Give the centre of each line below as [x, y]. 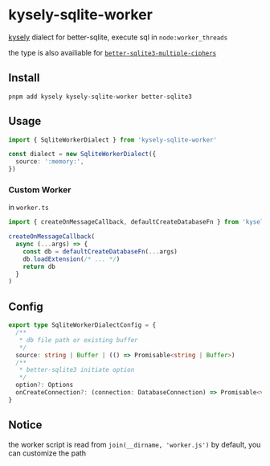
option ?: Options [45, 385]
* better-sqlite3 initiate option [77, 370]
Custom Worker [40, 189]
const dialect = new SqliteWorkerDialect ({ [82, 155]
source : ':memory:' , [50, 162]
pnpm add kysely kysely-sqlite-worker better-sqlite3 [100, 97]
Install [24, 78]
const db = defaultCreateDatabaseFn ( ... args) [100, 251]
